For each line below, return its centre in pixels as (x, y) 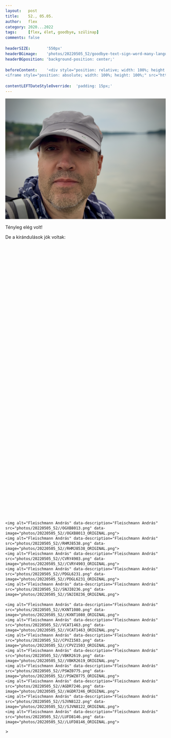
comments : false (22, 38)
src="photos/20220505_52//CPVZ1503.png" (49, 640)
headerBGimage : (21, 54)
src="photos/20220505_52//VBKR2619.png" (49, 655)
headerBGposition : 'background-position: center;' (60, 59)
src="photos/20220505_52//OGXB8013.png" (49, 528)
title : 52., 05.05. (29, 16)
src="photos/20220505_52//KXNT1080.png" (49, 609)
